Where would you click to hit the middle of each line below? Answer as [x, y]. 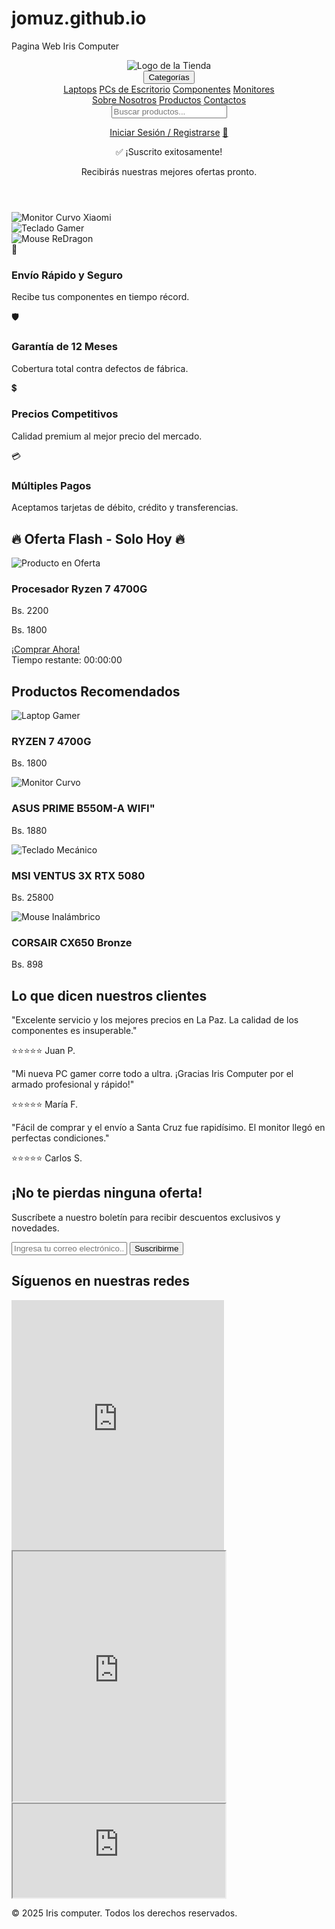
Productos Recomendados [96, 691]
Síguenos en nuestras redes [100, 1281]
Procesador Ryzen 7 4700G [79, 589]
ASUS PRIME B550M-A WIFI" [83, 809]
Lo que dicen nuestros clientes [109, 995]
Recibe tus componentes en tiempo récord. [100, 297]
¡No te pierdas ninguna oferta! [107, 1193]
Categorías [169, 77]
